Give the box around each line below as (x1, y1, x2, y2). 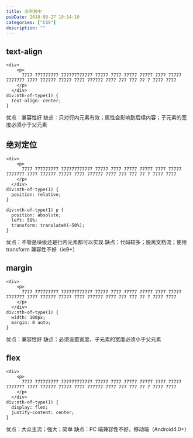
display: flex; (11, 404, 49, 410)
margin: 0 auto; (11, 319, 51, 325)
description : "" (6, 25, 46, 31)
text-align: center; (11, 98, 61, 104)
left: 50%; (11, 217, 38, 223)
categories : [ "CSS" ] (6, 19, 57, 25)
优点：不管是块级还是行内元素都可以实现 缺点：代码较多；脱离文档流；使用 (6, 238, 187, 246)
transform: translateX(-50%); (11, 222, 85, 228)
